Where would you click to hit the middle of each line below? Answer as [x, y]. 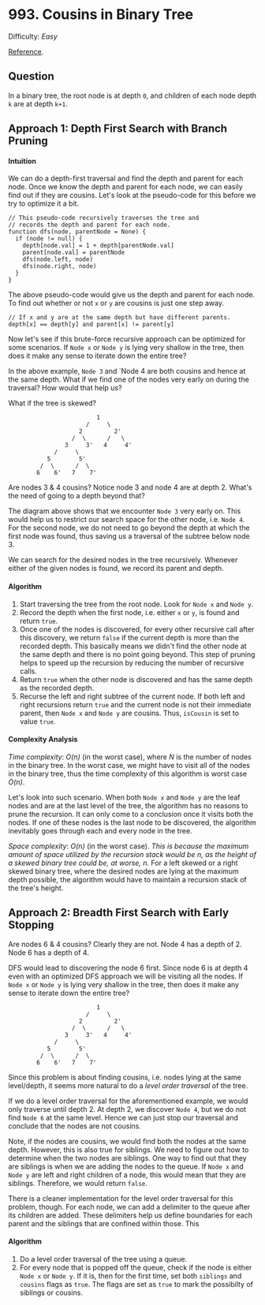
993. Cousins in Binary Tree [101, 15]
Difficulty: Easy [33, 36]
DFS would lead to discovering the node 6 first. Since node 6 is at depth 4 [128, 968]
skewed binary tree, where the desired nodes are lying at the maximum [123, 871]
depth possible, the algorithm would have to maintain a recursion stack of [127, 879]
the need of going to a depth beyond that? [77, 496]
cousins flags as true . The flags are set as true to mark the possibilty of [136, 1284]
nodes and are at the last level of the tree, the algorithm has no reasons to [128, 805]
